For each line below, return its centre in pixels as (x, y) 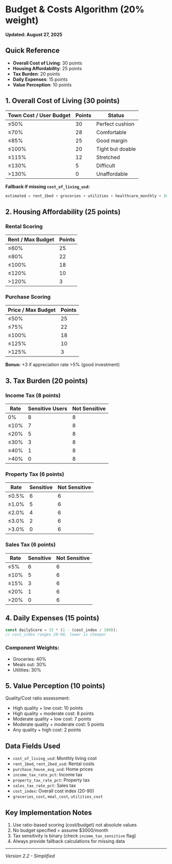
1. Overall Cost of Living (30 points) (63, 101)
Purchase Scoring (28, 297)
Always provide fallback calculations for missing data (69, 841)
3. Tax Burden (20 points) (47, 381)
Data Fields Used (33, 746)
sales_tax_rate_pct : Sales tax (44, 786)
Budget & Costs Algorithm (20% (75, 9)
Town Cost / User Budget (39, 115)
